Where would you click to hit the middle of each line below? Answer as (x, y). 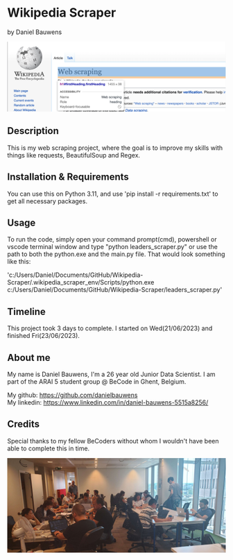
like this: (19, 262)
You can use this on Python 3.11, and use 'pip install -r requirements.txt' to (113, 194)
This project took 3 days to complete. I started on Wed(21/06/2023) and (110, 328)
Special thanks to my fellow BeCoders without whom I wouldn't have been (113, 441)
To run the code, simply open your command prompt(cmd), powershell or (112, 239)
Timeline (27, 311)
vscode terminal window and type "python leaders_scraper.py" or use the (113, 247)
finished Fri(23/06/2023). (43, 336)
